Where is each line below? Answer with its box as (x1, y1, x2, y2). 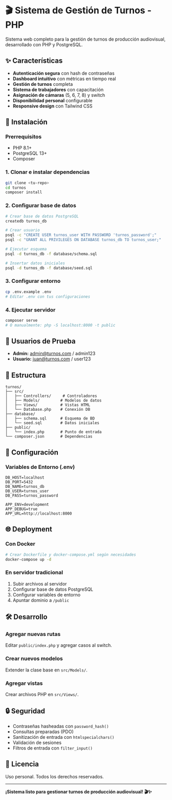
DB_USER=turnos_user (5, 488, 50, 494)
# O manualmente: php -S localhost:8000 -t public (5, 322, 116, 328)
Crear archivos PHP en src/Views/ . (5, 691, 79, 697)
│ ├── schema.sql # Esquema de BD (5, 416, 95, 421)
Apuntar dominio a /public (12, 597, 69, 603)
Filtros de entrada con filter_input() (12, 744, 93, 751)
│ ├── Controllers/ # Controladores (5, 393, 97, 399)
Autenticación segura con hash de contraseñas (12, 70, 115, 76)
